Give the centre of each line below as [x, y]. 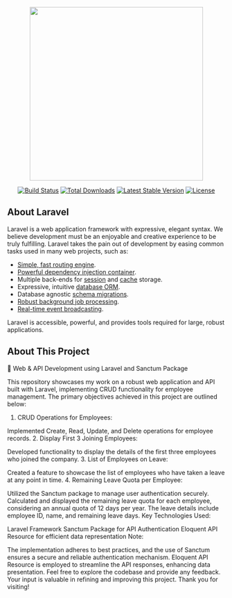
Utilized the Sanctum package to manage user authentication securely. [108, 493]
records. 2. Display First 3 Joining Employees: [73, 438]
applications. [25, 329]
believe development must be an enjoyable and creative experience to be [112, 236]
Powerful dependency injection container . [77, 272]
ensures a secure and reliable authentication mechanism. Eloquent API [108, 557]
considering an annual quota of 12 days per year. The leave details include [113, 508]
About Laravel [38, 212]
